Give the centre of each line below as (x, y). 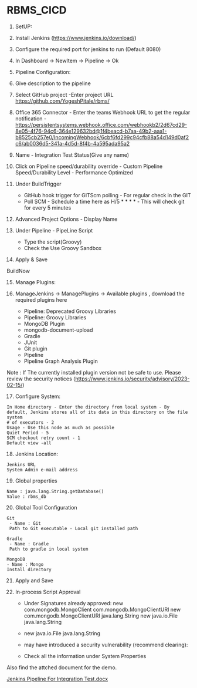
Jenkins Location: (36, 454)
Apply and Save (34, 580)
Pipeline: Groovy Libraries (55, 317)
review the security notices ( (41, 379)
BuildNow (18, 271)
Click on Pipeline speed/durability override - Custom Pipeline (89, 166)
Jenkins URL (21, 464)
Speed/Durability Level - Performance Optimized (74, 172)
